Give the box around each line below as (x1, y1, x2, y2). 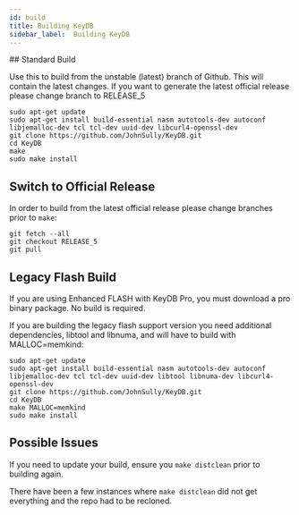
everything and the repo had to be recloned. (9, 495, 173, 506)
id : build (9, 13, 47, 22)
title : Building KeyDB (9, 21, 94, 30)
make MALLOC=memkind (9, 403, 87, 412)
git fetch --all (9, 230, 70, 239)
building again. (9, 469, 64, 479)
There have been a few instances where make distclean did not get (9, 485, 258, 496)
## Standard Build (9, 55, 76, 65)
